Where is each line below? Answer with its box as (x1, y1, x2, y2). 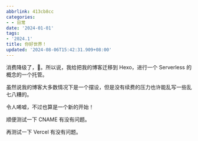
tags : (6, 31, 19, 36)
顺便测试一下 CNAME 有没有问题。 (6, 116, 90, 123)
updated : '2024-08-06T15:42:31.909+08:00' (6, 47, 112, 53)
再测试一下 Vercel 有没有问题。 (6, 128, 81, 135)
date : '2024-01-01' (6, 25, 54, 31)
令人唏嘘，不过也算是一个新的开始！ (6, 103, 94, 110)
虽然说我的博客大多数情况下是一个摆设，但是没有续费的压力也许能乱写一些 (6, 83, 187, 90)
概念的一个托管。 (6, 71, 48, 78)
